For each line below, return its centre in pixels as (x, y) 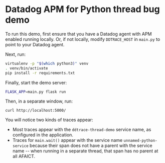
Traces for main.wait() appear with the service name (67, 140)
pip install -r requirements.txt (40, 73)
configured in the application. (43, 135)
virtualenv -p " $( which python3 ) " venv (47, 63)
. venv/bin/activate (27, 68)
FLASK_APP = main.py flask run (36, 92)
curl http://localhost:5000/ (36, 111)
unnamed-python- (140, 141)
